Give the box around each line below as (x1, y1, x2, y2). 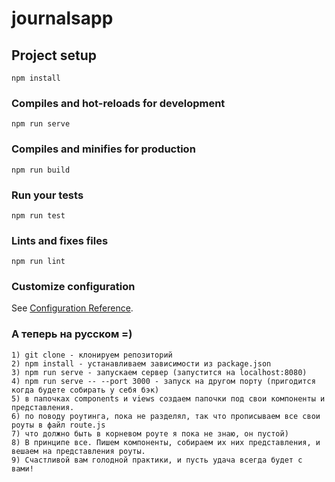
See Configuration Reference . (11, 302, 134, 314)
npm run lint (11, 257, 66, 267)
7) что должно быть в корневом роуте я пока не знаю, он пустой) (11, 428, 289, 439)
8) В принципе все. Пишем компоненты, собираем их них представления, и (11, 437, 321, 447)
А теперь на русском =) (11, 327, 133, 341)
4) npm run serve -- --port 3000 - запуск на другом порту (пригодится (11, 376, 316, 386)
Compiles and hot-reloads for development (11, 96, 226, 110)
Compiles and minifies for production (11, 142, 196, 156)
